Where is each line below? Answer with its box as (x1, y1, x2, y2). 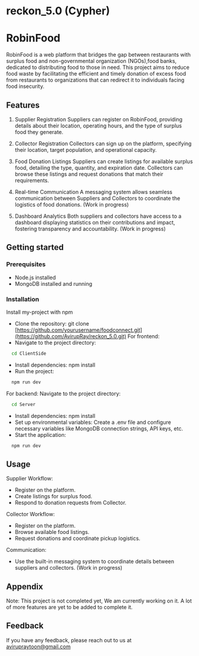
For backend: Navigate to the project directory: (6, 390, 121, 397)
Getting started (6, 242, 64, 252)
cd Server (11, 401, 36, 407)
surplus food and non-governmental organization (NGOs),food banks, (6, 58, 177, 65)
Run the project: (14, 367, 55, 374)
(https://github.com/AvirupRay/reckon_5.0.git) (14, 332, 127, 340)
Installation (6, 295, 40, 303)
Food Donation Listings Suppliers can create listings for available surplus (14, 158, 193, 165)
